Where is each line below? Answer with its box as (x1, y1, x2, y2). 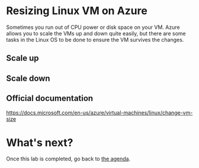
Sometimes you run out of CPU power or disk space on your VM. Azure (6, 24, 180, 31)
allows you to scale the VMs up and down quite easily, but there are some (6, 29, 186, 37)
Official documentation (6, 93, 94, 104)
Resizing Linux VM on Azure (6, 4, 148, 18)
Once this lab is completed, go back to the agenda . (6, 155, 131, 163)
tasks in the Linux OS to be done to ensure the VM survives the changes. (6, 36, 184, 43)
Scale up (6, 53, 39, 63)
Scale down (6, 73, 50, 83)
